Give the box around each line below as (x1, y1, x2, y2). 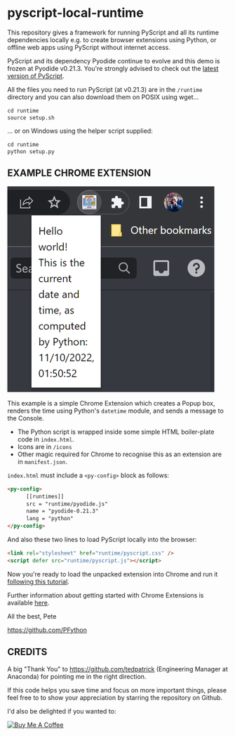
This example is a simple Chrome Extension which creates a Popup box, (7, 399, 215, 407)
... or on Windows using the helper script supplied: (7, 127, 153, 135)
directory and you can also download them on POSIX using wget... (7, 93, 199, 101)
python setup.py (7, 148, 55, 155)
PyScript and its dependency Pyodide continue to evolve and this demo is (7, 56, 220, 65)
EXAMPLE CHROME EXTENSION (7, 167, 152, 179)
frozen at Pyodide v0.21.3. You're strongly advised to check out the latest (7, 64, 219, 72)
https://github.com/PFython (7, 626, 88, 634)
